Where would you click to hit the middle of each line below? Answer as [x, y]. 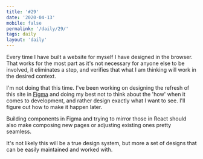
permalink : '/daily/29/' [37, 29]
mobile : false [24, 23]
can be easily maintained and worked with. [60, 149]
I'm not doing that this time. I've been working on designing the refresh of [98, 88]
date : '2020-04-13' [31, 17]
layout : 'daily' [27, 40]
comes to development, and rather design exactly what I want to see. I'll [96, 101]
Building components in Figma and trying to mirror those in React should [96, 119]
